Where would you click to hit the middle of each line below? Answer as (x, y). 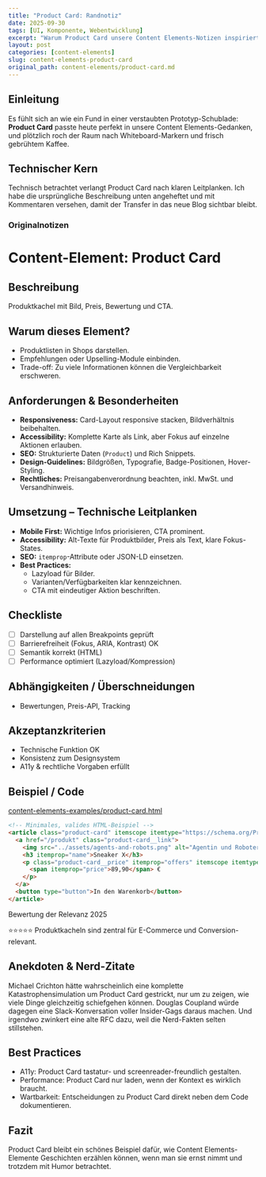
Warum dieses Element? (69, 331)
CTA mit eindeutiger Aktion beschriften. (96, 590)
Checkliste (35, 615)
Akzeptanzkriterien (57, 731)
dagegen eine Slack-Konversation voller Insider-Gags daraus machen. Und (130, 1011)
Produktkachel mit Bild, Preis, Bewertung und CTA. (91, 306)
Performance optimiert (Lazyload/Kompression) (97, 661)
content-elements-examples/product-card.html (85, 811)
